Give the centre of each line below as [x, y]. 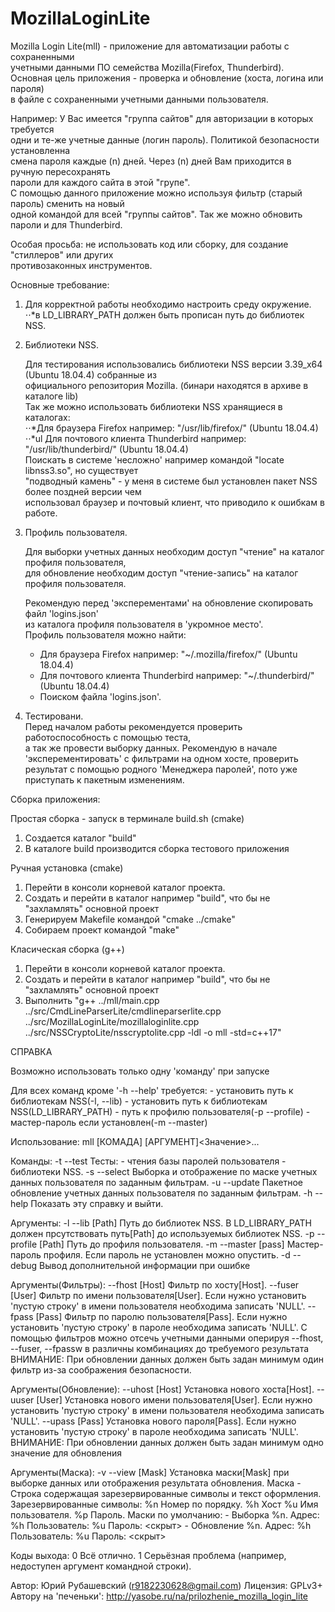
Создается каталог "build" [80, 838]
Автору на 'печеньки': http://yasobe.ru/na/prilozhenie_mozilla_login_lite [159, 1596]
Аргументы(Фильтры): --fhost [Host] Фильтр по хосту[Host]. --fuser [155, 1284]
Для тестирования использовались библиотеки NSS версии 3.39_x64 [173, 364]
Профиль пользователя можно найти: [105, 634]
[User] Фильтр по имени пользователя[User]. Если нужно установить [158, 1295]
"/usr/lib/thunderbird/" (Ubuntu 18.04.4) [106, 449]
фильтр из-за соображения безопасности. [101, 1369]
